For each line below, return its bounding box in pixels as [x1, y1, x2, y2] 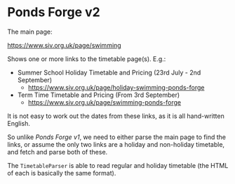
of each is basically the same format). [7, 169, 116, 177]
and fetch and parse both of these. [7, 147, 108, 156]
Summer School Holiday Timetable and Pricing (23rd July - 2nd [17, 68, 201, 77]
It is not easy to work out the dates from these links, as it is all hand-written [7, 112, 224, 120]
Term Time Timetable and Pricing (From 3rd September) [17, 91, 180, 99]
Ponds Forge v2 [7, 4, 100, 20]
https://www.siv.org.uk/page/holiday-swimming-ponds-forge [27, 83, 205, 91]
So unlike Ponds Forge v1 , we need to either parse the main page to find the [7, 133, 227, 141]
